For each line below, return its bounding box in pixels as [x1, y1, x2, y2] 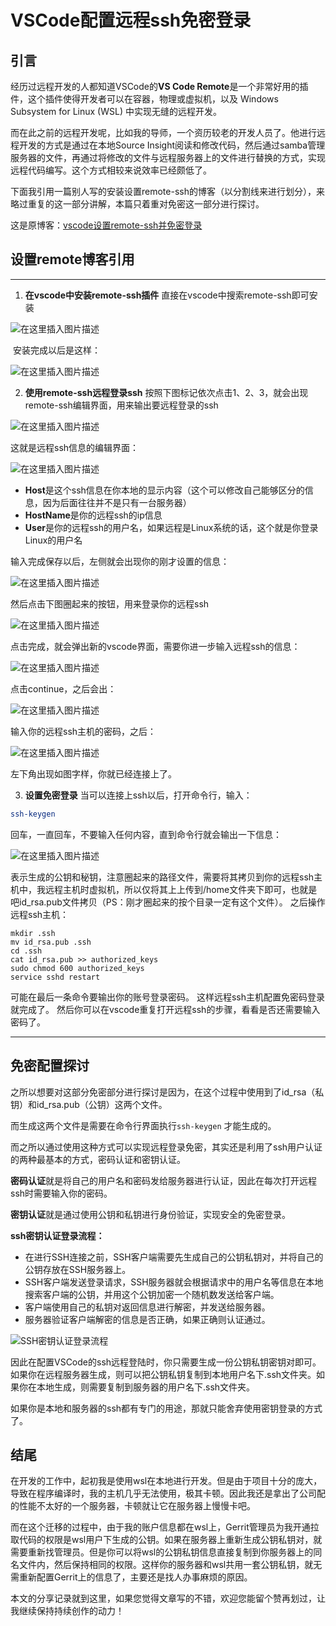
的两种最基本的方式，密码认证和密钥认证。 [10, 1153, 186, 1165]
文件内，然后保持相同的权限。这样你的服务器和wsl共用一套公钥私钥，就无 [18, 1559, 323, 1571]
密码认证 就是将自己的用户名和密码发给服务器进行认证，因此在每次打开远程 [10, 1174, 317, 1186]
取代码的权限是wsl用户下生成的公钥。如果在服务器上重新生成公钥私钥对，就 [10, 1534, 323, 1546]
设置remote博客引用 [10, 251, 135, 268]
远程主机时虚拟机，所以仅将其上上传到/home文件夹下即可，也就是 [44, 883, 318, 895]
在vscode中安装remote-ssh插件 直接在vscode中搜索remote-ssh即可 [24, 289, 310, 301]
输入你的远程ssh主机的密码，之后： [10, 725, 157, 737]
